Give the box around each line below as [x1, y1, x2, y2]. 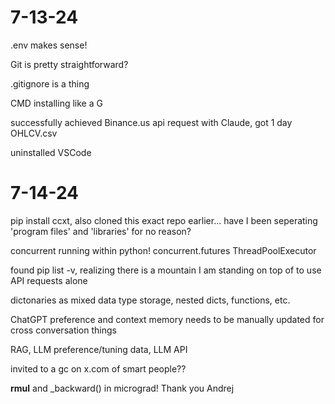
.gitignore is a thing [10, 77, 90, 90]
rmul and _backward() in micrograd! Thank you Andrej [10, 382, 235, 394]
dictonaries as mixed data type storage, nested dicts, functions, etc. [10, 294, 291, 306]
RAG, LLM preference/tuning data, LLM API [10, 343, 188, 355]
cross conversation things [10, 324, 117, 336]
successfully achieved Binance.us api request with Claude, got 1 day [10, 116, 293, 128]
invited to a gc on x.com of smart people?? [10, 362, 187, 375]
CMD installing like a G [10, 97, 103, 109]
